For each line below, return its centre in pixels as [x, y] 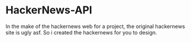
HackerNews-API [49, 10]
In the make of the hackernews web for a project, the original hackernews [96, 26]
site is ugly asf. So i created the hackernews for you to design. [81, 32]
